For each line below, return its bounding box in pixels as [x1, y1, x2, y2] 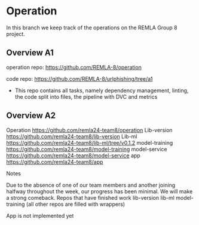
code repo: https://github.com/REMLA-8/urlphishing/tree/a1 [6, 75, 153, 82]
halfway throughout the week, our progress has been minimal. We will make [6, 187, 193, 195]
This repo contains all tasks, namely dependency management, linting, [14, 87, 189, 94]
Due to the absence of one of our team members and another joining [6, 181, 176, 188]
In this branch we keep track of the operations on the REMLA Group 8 [6, 24, 177, 31]
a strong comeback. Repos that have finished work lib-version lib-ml [6, 194, 175, 201]
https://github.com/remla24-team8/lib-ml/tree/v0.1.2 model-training [6, 139, 173, 146]
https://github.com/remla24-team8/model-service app [6, 151, 140, 159]
